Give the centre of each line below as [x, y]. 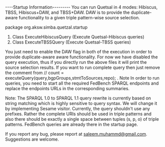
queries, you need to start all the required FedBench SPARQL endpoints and [82, 83]
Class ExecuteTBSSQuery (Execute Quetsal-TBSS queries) [72, 42]
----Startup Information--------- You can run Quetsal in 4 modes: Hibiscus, [81, 7]
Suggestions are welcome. [32, 139]
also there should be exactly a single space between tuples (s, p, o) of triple [82, 119]
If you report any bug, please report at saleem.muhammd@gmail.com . [76, 134]
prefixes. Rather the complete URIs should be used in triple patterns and [78, 114]
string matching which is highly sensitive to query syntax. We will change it [81, 103]
